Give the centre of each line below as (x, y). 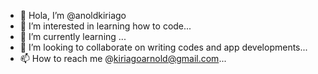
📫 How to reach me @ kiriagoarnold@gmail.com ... (123, 58)
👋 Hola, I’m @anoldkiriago (73, 15)
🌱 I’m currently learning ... (73, 36)
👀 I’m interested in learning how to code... (105, 26)
